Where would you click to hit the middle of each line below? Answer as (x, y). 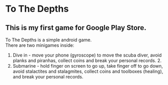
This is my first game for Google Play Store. (76, 28)
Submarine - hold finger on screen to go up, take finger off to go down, (88, 66)
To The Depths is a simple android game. (49, 40)
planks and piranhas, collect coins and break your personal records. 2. (87, 61)
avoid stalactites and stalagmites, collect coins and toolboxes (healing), (88, 71)
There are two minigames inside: (40, 45)
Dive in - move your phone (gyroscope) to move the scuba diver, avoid (87, 55)
